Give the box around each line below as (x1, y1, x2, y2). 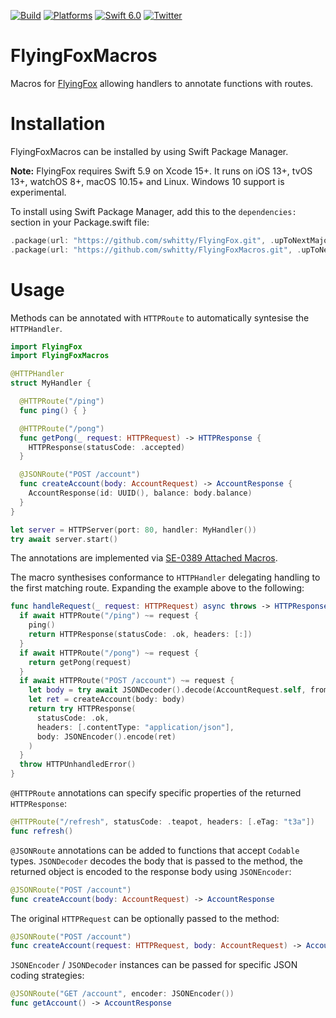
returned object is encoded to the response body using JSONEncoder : (10, 865, 292, 877)
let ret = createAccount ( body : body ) (28, 695, 186, 705)
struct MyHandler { (10, 378, 92, 389)
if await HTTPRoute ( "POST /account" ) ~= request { (19, 676, 235, 686)
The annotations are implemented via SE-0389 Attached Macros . (10, 552, 278, 564)
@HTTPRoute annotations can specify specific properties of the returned (10, 787, 302, 799)
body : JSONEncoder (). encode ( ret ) (36, 731, 177, 742)
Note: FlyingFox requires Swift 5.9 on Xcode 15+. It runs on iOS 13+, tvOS (10, 165, 313, 177)
